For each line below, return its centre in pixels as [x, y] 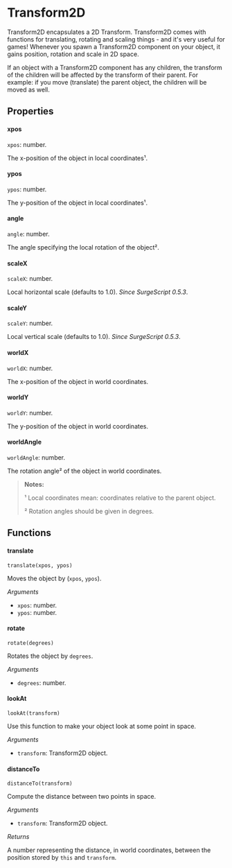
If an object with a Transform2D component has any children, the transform [115, 67]
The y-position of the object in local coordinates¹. [77, 202]
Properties [30, 111]
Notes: [34, 484]
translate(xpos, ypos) [40, 565]
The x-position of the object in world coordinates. [78, 381]
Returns [18, 837]
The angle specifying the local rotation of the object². [83, 247]
